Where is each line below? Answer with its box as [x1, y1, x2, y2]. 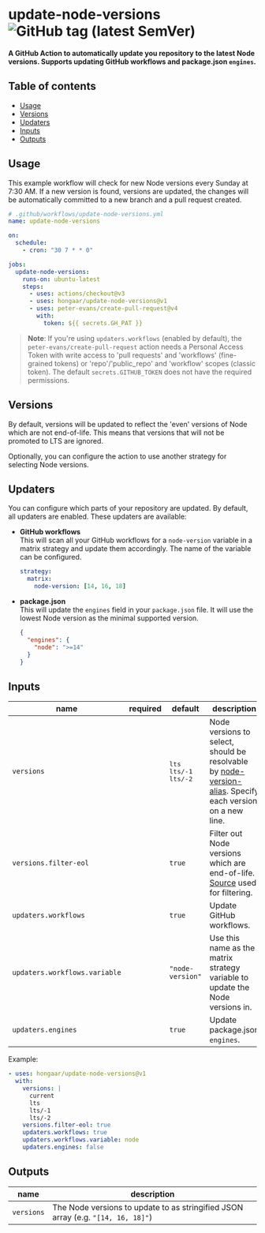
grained [27, 358, 53, 368]
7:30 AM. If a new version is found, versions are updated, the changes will [8, 186, 249, 196]
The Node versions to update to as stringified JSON [52, 1201, 244, 1212]
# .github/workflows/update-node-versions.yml [8, 210, 164, 218]
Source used [209, 878, 257, 889]
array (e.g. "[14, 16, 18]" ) [52, 1212, 152, 1223]
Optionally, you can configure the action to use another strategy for [8, 452, 227, 461]
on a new [209, 805, 244, 816]
